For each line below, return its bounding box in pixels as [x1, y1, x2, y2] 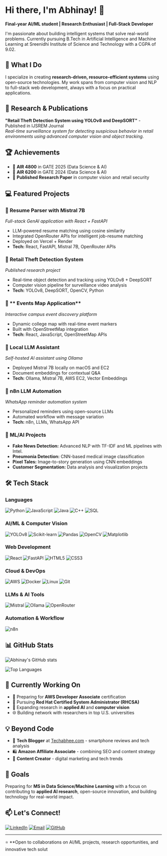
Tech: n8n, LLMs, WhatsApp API [12, 419, 80, 425]
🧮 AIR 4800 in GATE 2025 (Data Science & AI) [12, 164, 107, 170]
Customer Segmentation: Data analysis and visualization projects [12, 464, 148, 470]
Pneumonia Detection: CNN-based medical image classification [12, 453, 145, 459]
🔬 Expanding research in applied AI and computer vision [12, 704, 130, 710]
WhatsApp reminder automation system [5, 399, 87, 405]
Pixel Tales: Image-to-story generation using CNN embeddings [12, 459, 143, 465]
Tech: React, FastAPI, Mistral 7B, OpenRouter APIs [12, 243, 116, 250]
